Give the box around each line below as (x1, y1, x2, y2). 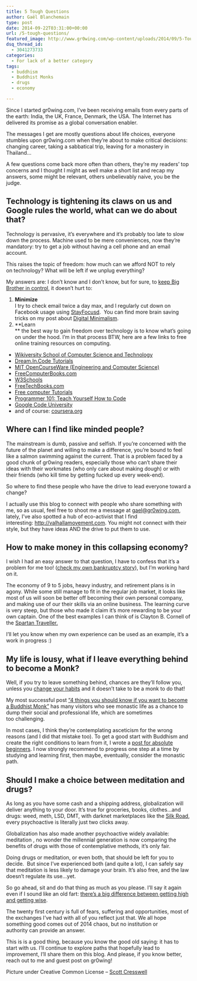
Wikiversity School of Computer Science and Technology (14, 351, 153, 358)
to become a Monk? (6, 663, 80, 673)
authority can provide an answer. (6, 926, 86, 933)
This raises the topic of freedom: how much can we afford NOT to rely (6, 260, 175, 268)
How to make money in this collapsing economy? (6, 542, 189, 552)
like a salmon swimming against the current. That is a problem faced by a (6, 453, 183, 460)
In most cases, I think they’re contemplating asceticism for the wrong (6, 727, 173, 734)
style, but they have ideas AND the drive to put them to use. (6, 525, 151, 533)
